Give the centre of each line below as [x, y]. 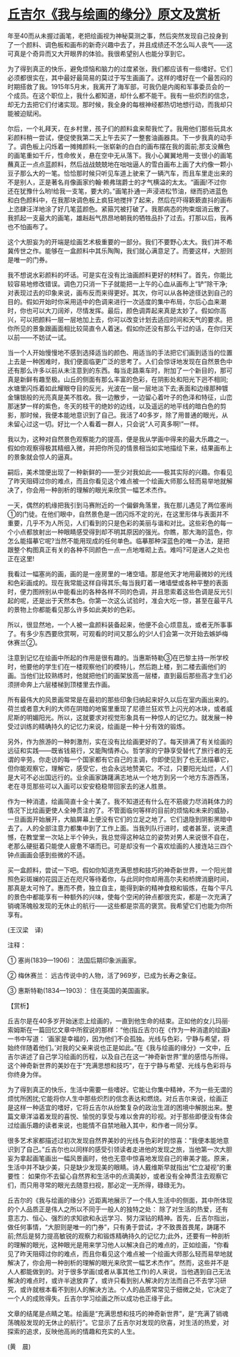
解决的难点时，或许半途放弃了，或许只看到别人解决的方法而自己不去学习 [114, 1280]
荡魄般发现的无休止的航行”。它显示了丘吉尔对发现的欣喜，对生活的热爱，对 [119, 1322]
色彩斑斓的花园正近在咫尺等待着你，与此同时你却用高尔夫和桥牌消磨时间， [123, 879]
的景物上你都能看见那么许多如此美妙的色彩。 [73, 609]
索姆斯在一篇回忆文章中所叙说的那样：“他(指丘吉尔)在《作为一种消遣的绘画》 [119, 1029]
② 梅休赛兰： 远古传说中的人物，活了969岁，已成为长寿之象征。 [104, 975]
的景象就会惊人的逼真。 [42, 457]
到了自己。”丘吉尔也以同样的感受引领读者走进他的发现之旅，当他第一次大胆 [123, 1149]
